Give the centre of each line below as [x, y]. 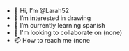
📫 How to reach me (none [52, 40]
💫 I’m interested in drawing [52, 18]
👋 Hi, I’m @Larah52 [41, 11]
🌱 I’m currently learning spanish [60, 25]
